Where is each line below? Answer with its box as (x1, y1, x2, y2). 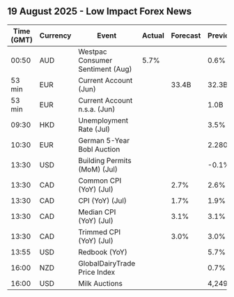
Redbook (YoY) (77, 247, 127, 257)
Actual (141, 31, 165, 40)
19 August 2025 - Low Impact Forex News (7, 6, 192, 17)
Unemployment (77, 115, 129, 125)
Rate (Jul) (77, 124, 110, 134)
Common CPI (77, 176, 122, 185)
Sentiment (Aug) (77, 64, 132, 74)
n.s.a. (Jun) (77, 104, 116, 114)
